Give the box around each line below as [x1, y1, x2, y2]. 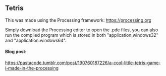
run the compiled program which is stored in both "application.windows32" [5, 32, 159, 38]
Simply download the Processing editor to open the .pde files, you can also [5, 27, 159, 33]
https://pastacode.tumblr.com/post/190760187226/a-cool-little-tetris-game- [5, 60, 161, 66]
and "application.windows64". [5, 37, 67, 43]
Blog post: [5, 49, 27, 55]
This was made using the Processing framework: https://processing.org [5, 17, 152, 23]
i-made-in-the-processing [5, 65, 58, 71]
